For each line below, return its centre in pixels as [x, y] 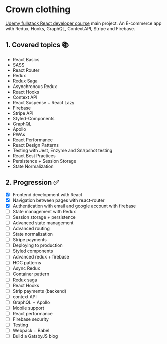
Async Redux [26, 268]
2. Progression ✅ [32, 182]
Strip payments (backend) [39, 291]
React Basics [26, 59]
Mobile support [28, 308]
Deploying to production [37, 245]
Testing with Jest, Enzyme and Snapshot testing [62, 150]
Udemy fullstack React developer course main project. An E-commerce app [83, 23]
